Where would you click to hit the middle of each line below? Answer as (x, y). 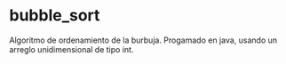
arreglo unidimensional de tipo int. (71, 49)
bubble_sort (55, 16)
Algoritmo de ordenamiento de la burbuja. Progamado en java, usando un (143, 40)
